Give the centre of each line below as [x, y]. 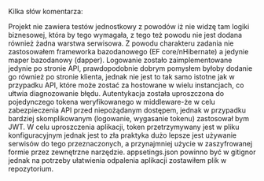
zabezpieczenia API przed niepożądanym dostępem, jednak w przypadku [127, 110]
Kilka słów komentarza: [46, 11]
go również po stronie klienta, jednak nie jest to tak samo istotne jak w [122, 77]
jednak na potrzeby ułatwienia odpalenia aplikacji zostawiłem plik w [117, 160]
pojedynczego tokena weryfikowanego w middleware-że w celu [112, 102]
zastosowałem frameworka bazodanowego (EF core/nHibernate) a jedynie [128, 52]
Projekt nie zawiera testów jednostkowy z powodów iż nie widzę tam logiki [129, 26]
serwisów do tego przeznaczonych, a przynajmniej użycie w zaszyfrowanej [130, 144]
